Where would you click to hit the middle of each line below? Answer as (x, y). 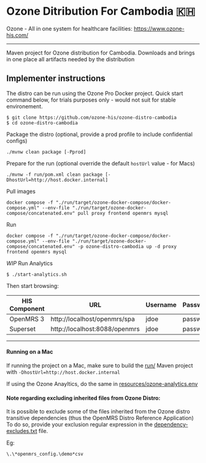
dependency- (171, 424)
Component (27, 309)
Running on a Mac (30, 352)
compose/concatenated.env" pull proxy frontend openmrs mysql (87, 213)
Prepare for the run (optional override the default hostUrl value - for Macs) (101, 163)
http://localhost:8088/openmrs (95, 329)
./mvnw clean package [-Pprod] (46, 152)
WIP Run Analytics (30, 263)
